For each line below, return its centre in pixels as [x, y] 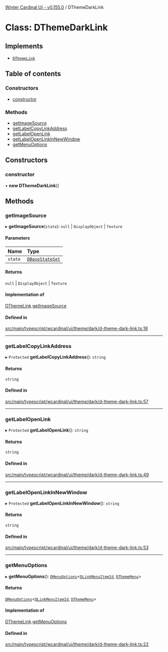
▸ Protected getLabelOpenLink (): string [47, 430]
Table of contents [33, 74]
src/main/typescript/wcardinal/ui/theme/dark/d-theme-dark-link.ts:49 [77, 475]
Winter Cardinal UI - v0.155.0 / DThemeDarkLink [54, 7]
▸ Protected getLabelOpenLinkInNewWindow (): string [62, 503]
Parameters [17, 238]
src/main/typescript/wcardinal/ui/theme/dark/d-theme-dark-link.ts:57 [77, 401]
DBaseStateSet [44, 259]
